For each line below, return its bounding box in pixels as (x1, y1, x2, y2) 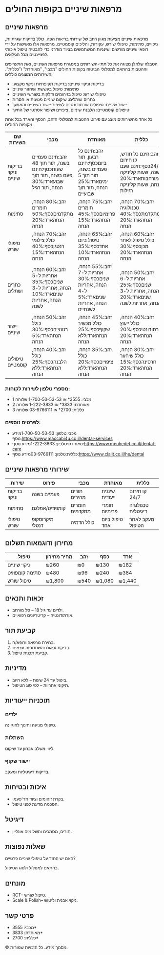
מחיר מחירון (45, 553, 73, 560)
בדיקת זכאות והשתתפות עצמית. (12, 644, 71, 650)
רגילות (120, 187, 133, 194)
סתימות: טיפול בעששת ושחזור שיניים (12, 86, 79, 91)
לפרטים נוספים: (5, 419, 41, 426)
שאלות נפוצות (5, 842, 46, 851)
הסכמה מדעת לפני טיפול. (12, 801, 59, 807)
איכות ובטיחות (5, 783, 46, 791)
